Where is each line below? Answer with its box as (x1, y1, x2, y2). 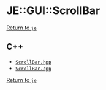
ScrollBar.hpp (15, 59, 51, 65)
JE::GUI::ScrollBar (6, 4, 100, 18)
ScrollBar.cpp (15, 66, 51, 72)
